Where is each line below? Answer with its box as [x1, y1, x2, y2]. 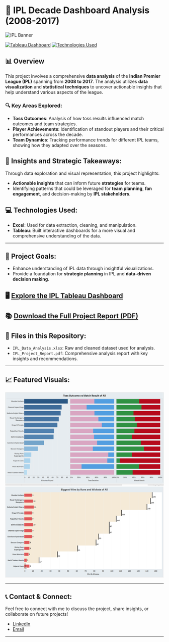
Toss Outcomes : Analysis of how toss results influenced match [12, 116, 144, 122]
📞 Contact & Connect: [5, 592, 72, 601]
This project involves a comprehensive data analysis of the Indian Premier [5, 73, 161, 79]
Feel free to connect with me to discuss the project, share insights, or [5, 606, 149, 612]
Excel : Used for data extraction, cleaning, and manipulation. [12, 222, 137, 228]
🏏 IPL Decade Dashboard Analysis [5, 5, 150, 16]
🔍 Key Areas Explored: [5, 102, 62, 109]
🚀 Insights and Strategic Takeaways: [5, 157, 122, 166]
